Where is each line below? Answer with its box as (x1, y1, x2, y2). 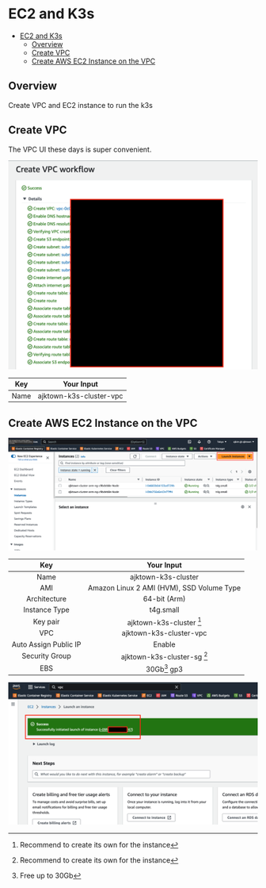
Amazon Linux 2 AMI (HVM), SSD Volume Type (88, 582, 241, 592)
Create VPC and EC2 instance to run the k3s (8, 100, 153, 110)
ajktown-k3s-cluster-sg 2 (120, 650, 208, 661)
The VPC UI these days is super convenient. (8, 144, 152, 154)
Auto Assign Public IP (11, 640, 82, 649)
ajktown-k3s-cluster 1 (127, 616, 202, 627)
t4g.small (149, 605, 180, 615)
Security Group (21, 652, 71, 661)
